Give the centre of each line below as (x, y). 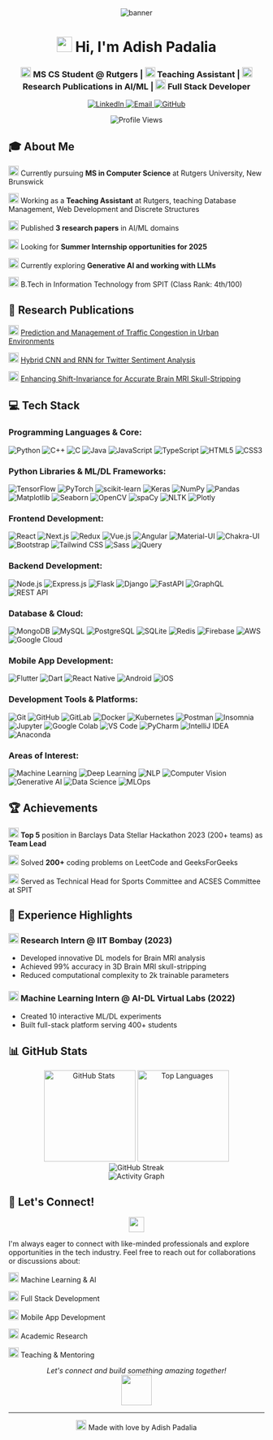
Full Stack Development (60, 1299)
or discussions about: (45, 1261)
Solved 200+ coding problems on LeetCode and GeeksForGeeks (129, 862)
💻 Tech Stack (44, 405)
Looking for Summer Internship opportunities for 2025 (113, 247)
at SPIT (21, 889)
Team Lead (28, 843)
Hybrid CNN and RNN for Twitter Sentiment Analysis (108, 360)
